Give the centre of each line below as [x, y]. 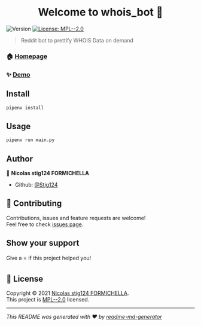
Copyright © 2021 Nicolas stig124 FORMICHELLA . [68, 293]
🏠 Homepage [27, 56]
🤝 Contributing [34, 204]
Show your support [43, 243]
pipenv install [25, 108]
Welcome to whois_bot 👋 [100, 12]
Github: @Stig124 [36, 184]
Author [19, 159]
